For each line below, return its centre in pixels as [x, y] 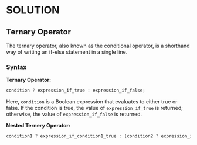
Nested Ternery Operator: [38, 126]
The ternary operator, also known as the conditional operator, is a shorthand [98, 46]
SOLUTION [33, 10]
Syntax [16, 67]
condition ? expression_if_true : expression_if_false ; [76, 91]
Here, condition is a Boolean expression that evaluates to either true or [92, 102]
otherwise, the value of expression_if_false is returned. [74, 114]
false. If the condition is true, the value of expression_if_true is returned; [94, 108]
